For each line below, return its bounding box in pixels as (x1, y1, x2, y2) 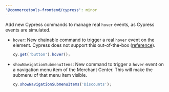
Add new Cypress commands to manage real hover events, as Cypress (5, 21, 155, 27)
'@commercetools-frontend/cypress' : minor (5, 7, 97, 13)
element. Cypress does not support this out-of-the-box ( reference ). (12, 42, 156, 48)
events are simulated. (5, 26, 51, 33)
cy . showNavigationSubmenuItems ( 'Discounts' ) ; (12, 82, 112, 87)
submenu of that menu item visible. (12, 72, 88, 78)
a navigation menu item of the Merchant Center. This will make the (12, 67, 153, 73)
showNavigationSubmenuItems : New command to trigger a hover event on (12, 61, 164, 67)
